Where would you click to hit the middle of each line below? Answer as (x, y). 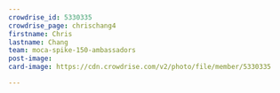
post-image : (30, 58)
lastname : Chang (38, 42)
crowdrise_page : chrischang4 (62, 26)
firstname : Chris (40, 34)
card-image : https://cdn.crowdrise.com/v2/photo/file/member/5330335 (140, 67)
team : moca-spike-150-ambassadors (72, 50)
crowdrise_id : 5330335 (50, 17)
